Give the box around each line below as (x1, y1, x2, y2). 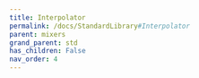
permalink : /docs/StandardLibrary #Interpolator (9, 22, 191, 30)
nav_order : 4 (9, 55, 58, 64)
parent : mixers (9, 30, 66, 39)
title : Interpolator (9, 13, 87, 22)
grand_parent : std (9, 38, 78, 48)
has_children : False (9, 47, 87, 56)
